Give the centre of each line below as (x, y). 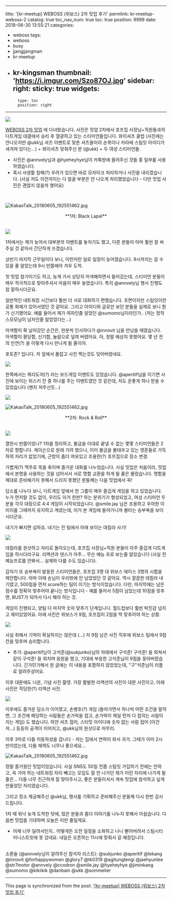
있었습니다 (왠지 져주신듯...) (33, 387)
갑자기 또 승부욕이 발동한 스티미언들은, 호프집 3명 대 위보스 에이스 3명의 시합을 (84, 571)
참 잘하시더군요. (21, 289)
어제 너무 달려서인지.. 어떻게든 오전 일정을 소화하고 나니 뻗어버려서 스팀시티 (88, 831)
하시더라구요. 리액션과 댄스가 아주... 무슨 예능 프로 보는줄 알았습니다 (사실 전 (90, 554)
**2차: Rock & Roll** (86, 417)
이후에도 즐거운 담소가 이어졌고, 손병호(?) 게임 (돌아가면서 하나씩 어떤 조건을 (81, 709)
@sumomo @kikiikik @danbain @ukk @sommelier (58, 870)
